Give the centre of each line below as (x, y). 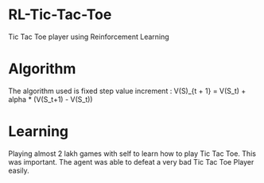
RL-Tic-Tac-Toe (60, 15)
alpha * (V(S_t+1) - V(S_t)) (50, 99)
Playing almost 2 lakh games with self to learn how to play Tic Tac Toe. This (132, 154)
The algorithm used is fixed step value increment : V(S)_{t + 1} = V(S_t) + (127, 91)
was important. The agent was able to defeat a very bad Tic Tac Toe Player (131, 162)
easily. (19, 170)
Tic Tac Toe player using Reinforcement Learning (89, 37)
